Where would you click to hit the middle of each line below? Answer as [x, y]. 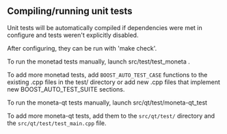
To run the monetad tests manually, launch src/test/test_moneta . [98, 62]
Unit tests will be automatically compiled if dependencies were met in [105, 27]
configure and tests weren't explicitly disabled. [73, 35]
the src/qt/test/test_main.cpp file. [57, 123]
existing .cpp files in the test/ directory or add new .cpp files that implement [113, 82]
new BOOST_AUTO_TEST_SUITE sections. [66, 89]
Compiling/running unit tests [70, 11]
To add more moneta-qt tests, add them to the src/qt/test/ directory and [111, 116]
